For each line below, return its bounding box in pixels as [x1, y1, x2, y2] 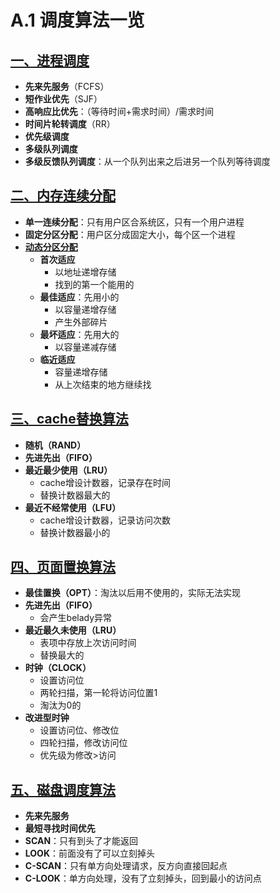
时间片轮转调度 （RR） [24, 118, 116, 130]
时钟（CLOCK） [24, 662, 92, 674]
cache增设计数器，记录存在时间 [39, 476, 172, 488]
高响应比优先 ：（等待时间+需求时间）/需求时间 [24, 106, 215, 117]
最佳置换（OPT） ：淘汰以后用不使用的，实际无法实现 [24, 587, 241, 599]
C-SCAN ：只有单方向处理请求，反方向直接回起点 [24, 860, 228, 872]
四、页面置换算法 [10, 559, 116, 576]
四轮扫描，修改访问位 [39, 737, 128, 749]
